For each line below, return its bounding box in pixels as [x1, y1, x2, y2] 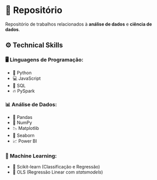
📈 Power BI [12, 138, 37, 144]
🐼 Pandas [12, 114, 33, 120]
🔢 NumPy [12, 119, 32, 125]
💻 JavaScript [12, 75, 41, 81]
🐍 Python [12, 70, 32, 76]
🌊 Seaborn [12, 132, 35, 138]
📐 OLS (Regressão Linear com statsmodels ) [12, 169, 103, 175]
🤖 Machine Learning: [5, 152, 57, 159]
